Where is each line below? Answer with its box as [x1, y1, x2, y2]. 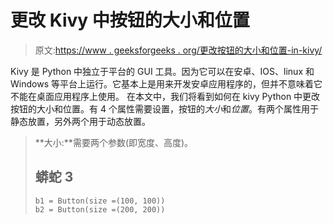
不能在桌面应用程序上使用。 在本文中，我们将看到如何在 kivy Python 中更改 [10, 90, 321, 102]
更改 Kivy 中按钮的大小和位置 [10, 9, 250, 32]
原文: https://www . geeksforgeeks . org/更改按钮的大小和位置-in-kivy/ [34, 44, 323, 56]
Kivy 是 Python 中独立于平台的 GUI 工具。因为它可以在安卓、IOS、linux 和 [10, 65, 315, 77]
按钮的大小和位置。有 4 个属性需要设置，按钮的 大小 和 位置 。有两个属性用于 [10, 102, 319, 115]
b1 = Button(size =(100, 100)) [34, 196, 166, 206]
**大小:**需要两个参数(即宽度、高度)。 [34, 136, 194, 148]
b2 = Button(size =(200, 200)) [34, 204, 166, 215]
